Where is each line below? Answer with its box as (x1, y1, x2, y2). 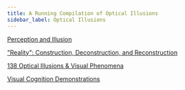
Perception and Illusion (7, 35, 72, 43)
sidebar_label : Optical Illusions (7, 16, 107, 23)
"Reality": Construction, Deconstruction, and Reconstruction (7, 48, 177, 57)
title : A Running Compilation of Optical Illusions (7, 10, 158, 17)
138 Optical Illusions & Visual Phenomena (7, 61, 124, 70)
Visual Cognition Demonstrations (7, 74, 100, 82)
